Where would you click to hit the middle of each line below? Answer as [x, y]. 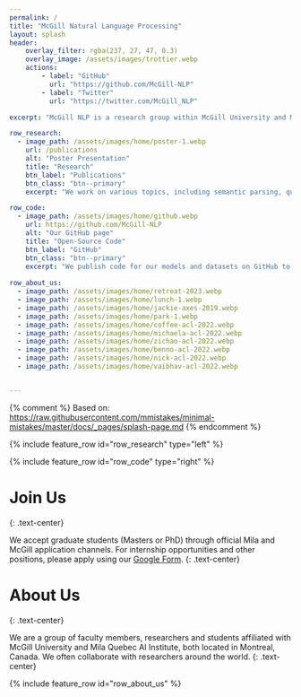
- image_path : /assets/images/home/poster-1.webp [112, 142]
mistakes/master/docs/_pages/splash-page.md [97, 426]
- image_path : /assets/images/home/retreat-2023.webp [120, 292]
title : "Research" [60, 167]
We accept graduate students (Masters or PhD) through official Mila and [142, 540]
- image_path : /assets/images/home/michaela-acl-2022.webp [130, 333]
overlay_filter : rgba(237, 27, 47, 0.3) [102, 51]
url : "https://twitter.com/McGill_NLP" [124, 101]
